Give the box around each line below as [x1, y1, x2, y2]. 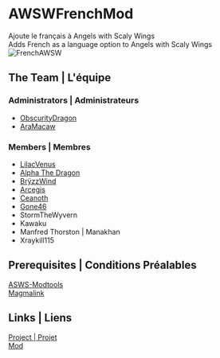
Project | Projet [8, 332, 57, 342]
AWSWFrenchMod [8, 5, 134, 23]
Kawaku [19, 218, 47, 228]
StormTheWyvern [19, 210, 78, 220]
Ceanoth [19, 193, 49, 203]
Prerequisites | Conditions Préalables [8, 259, 197, 272]
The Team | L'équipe [8, 71, 112, 84]
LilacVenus [19, 159, 56, 169]
